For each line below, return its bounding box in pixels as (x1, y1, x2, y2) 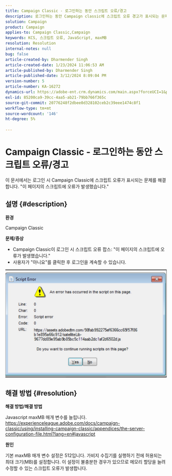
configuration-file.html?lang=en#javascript (5, 431, 96, 437)
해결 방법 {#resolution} (5, 389, 77, 398)
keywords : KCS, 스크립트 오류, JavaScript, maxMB (5, 35, 107, 41)
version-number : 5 (5, 78, 45, 84)
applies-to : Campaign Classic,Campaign (5, 30, 91, 35)
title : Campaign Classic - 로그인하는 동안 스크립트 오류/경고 (5, 8, 127, 13)
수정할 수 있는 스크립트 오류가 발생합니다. (5, 465, 88, 471)
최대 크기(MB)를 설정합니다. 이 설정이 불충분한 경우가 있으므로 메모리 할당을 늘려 (5, 459, 166, 465)
